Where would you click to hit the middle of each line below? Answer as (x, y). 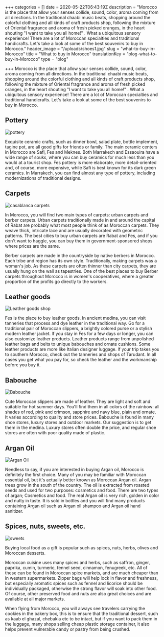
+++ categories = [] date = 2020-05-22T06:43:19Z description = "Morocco (81, 7)
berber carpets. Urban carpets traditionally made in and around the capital (80, 220)
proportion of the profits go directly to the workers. (56, 282)
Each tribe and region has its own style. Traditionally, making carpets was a (81, 260)
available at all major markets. (35, 599)
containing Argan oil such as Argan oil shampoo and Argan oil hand (73, 506)
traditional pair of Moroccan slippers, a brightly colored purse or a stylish (79, 329)
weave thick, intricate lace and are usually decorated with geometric (74, 230)
